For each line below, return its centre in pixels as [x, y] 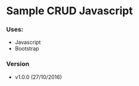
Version [18, 64]
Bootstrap [27, 49]
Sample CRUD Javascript [69, 11]
